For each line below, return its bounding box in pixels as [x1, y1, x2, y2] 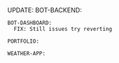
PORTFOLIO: [7, 38, 40, 45]
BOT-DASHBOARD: [7, 20, 52, 27]
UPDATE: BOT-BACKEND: [7, 6, 82, 14]
